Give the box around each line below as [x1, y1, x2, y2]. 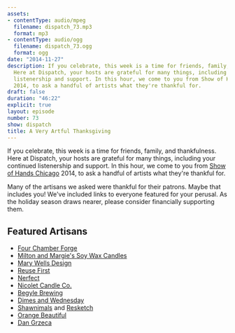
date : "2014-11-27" [7, 56, 64, 63]
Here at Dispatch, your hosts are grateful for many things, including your [7, 154, 216, 163]
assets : [7, 10, 30, 18]
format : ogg [13, 50, 49, 57]
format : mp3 [13, 29, 49, 37]
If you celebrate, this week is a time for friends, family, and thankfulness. [7, 147, 217, 155]
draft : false [7, 88, 45, 95]
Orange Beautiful [17, 311, 67, 320]
